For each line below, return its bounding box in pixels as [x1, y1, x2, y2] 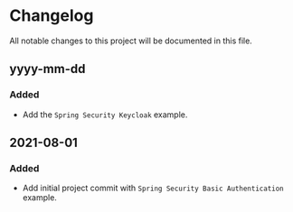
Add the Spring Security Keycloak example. [22, 109, 188, 120]
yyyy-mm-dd [9, 61, 86, 77]
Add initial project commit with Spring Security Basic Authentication [22, 182, 285, 194]
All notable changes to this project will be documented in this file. [9, 35, 253, 46]
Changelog [9, 5, 94, 26]
